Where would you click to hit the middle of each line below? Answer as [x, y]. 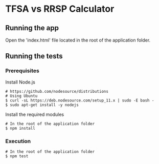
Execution [18, 141]
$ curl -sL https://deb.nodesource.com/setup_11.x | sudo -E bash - [80, 100]
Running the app [32, 28]
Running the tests [34, 56]
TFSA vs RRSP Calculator [60, 9]
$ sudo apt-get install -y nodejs [42, 105]
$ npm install [20, 128]
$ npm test [17, 156]
